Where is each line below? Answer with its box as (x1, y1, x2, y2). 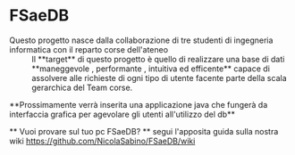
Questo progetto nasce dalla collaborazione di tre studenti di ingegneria (9, 35, 274, 45)
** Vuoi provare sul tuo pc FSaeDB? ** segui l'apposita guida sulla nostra (9, 126, 279, 136)
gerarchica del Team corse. (31, 82, 133, 93)
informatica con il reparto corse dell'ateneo (9, 44, 168, 54)
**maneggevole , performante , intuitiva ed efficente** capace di (31, 63, 271, 74)
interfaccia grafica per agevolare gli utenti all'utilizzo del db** (9, 109, 235, 119)
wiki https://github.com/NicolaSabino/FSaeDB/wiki (9, 135, 196, 146)
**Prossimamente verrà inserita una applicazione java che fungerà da (9, 99, 268, 110)
